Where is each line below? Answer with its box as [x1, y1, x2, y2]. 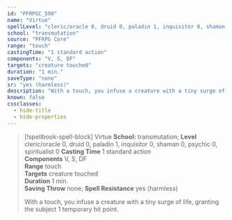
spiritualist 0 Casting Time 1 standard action [24, 147, 151, 155]
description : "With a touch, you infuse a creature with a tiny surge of [7, 87, 226, 94]
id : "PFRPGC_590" [7, 10, 58, 17]
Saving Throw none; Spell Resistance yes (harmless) [24, 184, 179, 192]
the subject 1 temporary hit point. [24, 205, 119, 213]
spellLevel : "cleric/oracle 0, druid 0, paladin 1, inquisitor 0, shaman [7, 23, 226, 30]
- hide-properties [13, 113, 67, 120]
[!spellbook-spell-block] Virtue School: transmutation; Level [24, 133, 197, 141]
